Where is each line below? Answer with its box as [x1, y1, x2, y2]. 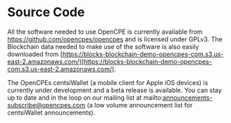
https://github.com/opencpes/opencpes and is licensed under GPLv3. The [7, 34, 223, 43]
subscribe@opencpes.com [7, 101, 86, 109]
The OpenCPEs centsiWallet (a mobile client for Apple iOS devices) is [7, 78, 208, 86]
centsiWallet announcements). [7, 108, 96, 117]
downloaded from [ [7, 50, 63, 58]
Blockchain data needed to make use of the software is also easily [7, 42, 199, 51]
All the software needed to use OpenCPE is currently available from [7, 27, 203, 36]
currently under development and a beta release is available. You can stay [7, 86, 222, 94]
